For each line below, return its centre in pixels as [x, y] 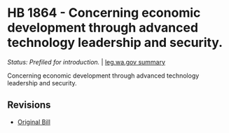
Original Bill [34, 122]
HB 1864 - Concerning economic [104, 13]
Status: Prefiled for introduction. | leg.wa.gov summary [86, 62]
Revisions [29, 105]
